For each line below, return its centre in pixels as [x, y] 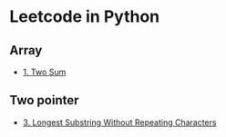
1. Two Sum [44, 72]
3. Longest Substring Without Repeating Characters [119, 122]
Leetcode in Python [85, 17]
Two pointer [44, 100]
